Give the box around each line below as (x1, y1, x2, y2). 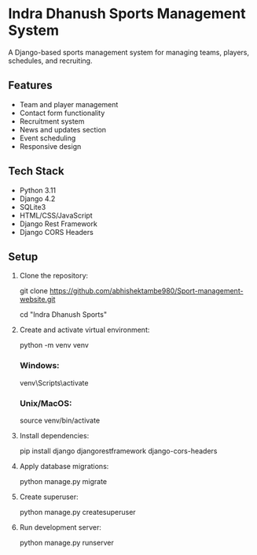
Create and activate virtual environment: (19, 325, 150, 335)
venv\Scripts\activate (19, 378, 89, 387)
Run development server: (19, 522, 102, 532)
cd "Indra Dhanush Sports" (19, 310, 108, 319)
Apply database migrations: (19, 461, 109, 471)
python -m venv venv (19, 341, 89, 350)
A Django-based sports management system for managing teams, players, (8, 47, 250, 57)
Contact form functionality (19, 108, 105, 117)
